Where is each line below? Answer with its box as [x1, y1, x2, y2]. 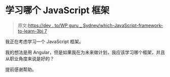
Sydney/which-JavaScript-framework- [83, 22, 163, 28]
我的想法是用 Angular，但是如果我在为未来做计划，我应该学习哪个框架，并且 [5, 49, 165, 55]
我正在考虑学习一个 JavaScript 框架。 [5, 38, 84, 45]
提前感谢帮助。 [5, 66, 37, 72]
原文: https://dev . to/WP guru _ [17, 22, 82, 28]
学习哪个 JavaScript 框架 [5, 5, 110, 16]
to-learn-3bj [17, 28, 44, 34]
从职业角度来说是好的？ [5, 55, 54, 61]
